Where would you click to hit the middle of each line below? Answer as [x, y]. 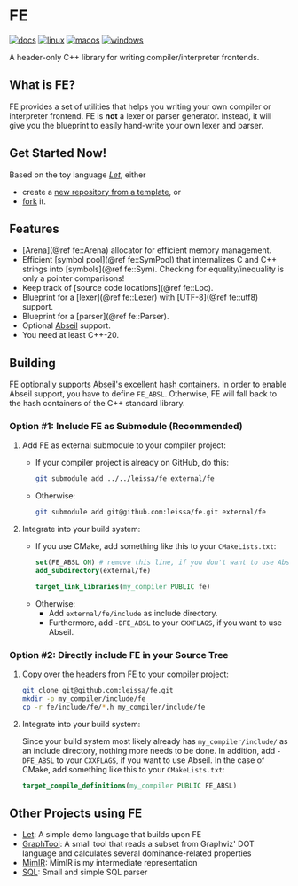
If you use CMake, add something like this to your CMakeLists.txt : [156, 546]
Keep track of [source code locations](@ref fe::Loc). [118, 288]
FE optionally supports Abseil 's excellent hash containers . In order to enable [148, 384]
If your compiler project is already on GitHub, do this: [132, 463]
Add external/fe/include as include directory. [133, 613]
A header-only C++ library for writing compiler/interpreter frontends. [134, 57]
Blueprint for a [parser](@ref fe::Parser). [95, 317]
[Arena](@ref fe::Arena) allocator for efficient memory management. [147, 250]
